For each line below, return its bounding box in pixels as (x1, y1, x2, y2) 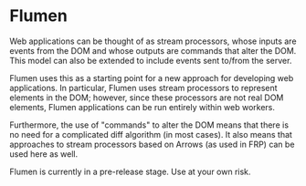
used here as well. (9, 148, 79, 160)
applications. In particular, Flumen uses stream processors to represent (9, 82, 278, 93)
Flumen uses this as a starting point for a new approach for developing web (9, 72, 294, 83)
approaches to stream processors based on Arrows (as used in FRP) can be (9, 139, 295, 150)
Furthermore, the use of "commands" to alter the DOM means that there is (9, 119, 290, 130)
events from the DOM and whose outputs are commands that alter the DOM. (9, 45, 297, 56)
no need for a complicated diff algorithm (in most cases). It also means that (9, 129, 292, 139)
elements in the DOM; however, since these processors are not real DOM (9, 92, 284, 103)
